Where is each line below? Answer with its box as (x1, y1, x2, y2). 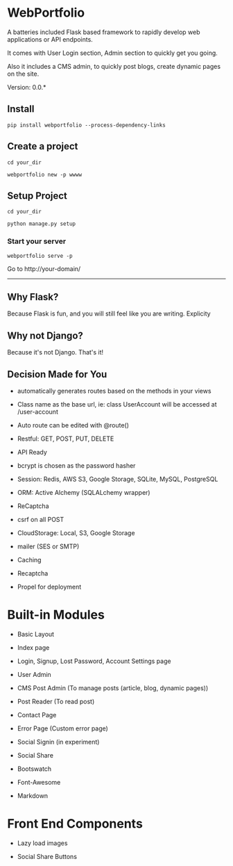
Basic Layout (17, 630, 54, 639)
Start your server (7, 236, 67, 246)
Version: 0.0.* (7, 83, 46, 91)
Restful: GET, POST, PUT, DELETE (17, 434, 114, 443)
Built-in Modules (7, 607, 105, 623)
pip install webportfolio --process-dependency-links (7, 122, 166, 129)
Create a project (7, 140, 78, 152)
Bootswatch (17, 765, 52, 773)
